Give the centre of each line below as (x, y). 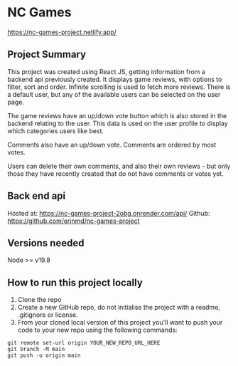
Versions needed (46, 243)
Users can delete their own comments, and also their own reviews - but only (119, 166)
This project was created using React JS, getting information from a (107, 71)
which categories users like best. (56, 131)
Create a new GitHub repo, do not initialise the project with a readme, (119, 308)
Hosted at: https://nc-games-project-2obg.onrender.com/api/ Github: (109, 213)
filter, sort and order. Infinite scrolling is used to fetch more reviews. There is (119, 87)
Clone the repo (39, 300)
